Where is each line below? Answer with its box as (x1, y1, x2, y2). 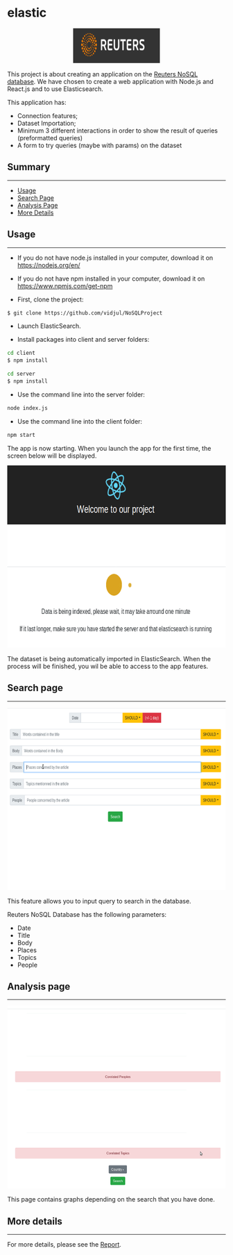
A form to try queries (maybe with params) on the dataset (17, 141, 182, 149)
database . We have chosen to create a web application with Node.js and (7, 77, 214, 85)
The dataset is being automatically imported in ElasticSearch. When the (7, 654, 212, 663)
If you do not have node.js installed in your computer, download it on (17, 254, 214, 262)
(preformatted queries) (17, 133, 83, 142)
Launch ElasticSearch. (17, 322, 81, 331)
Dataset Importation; (17, 119, 76, 127)
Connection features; (17, 111, 78, 119)
